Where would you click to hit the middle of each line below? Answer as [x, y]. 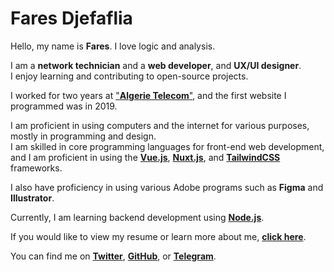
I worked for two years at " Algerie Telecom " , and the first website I [148, 95]
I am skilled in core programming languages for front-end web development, [167, 146]
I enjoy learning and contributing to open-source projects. [129, 76]
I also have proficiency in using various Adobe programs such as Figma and [167, 187]
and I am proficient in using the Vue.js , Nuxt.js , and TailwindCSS [145, 157]
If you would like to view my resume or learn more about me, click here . [158, 236]
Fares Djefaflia [71, 18]
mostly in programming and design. [83, 136]
